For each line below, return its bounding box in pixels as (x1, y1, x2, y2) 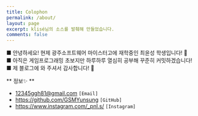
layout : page (6, 20, 40, 26)
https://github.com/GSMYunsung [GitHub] (15, 96, 122, 104)
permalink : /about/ (6, 15, 56, 21)
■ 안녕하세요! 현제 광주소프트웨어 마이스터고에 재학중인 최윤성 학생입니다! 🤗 (6, 49, 188, 57)
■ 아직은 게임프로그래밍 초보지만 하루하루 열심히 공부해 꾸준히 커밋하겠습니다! (6, 57, 193, 64)
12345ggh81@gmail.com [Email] (15, 90, 98, 97)
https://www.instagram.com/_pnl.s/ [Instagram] (15, 103, 136, 110)
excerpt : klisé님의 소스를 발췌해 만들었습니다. (6, 26, 115, 32)
